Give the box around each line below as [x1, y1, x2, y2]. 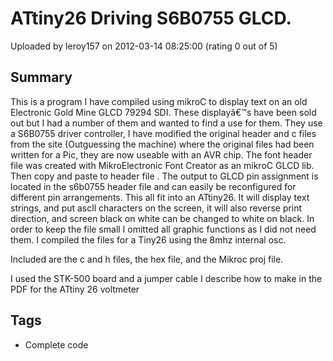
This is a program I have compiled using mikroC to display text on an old [10, 95, 308, 107]
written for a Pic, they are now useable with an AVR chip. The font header [10, 148, 313, 161]
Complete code [24, 338, 89, 351]
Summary [10, 69, 73, 86]
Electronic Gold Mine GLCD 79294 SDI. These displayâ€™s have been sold [10, 106, 317, 118]
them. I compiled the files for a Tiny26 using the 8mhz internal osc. [10, 233, 287, 246]
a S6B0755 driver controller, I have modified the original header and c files [10, 127, 317, 139]
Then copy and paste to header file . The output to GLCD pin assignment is [10, 170, 319, 182]
